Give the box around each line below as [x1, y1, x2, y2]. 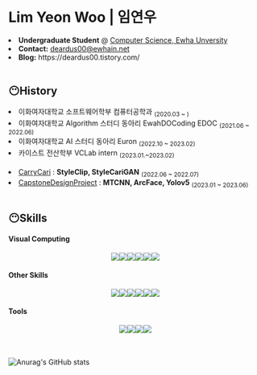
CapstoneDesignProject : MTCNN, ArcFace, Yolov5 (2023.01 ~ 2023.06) [19, 177, 249, 189]
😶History [8, 84, 58, 98]
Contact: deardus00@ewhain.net [19, 43, 131, 53]
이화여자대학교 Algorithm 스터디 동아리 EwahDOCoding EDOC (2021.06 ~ [19, 118, 250, 130]
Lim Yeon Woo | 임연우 [8, 8, 157, 27]
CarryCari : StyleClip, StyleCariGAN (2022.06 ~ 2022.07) [19, 167, 200, 179]
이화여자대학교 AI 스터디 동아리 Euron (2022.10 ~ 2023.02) [19, 137, 196, 148]
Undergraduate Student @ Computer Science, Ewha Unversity [19, 35, 228, 45]
